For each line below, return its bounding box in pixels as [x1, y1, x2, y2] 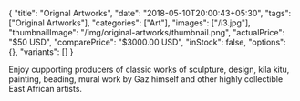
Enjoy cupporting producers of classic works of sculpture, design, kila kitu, [8, 64, 290, 75]
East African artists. [8, 84, 83, 94]
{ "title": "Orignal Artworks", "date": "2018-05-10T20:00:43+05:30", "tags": [8, 8, 292, 18]
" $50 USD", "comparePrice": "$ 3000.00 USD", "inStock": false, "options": [8, 36, 286, 47]
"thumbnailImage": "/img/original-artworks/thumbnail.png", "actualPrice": [8, 27, 285, 37]
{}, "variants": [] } [8, 46, 74, 57]
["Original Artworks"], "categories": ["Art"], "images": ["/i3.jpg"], [8, 17, 252, 28]
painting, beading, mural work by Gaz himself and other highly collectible [8, 74, 284, 85]
